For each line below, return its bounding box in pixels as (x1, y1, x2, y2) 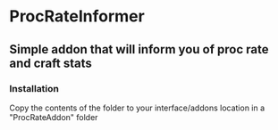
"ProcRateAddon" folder (9, 111, 98, 122)
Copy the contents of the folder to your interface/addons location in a (9, 102, 265, 113)
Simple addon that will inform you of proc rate (9, 42, 269, 57)
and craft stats (9, 55, 92, 70)
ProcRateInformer (9, 6, 145, 27)
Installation (9, 82, 60, 94)
